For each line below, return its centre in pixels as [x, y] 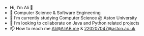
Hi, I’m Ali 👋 [21, 8]
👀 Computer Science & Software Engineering [55, 13]
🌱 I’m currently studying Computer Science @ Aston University [73, 18]
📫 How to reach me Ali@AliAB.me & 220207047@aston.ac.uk [72, 28]
